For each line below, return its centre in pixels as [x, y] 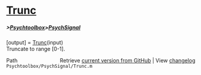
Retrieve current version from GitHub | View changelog [127, 61]
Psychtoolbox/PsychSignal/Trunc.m [49, 67]
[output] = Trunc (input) [35, 43]
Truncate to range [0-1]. [36, 49]
